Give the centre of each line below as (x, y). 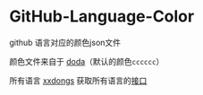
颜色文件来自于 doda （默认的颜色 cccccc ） (87, 61)
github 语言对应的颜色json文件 (65, 42)
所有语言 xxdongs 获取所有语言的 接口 (78, 80)
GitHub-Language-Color (102, 17)
